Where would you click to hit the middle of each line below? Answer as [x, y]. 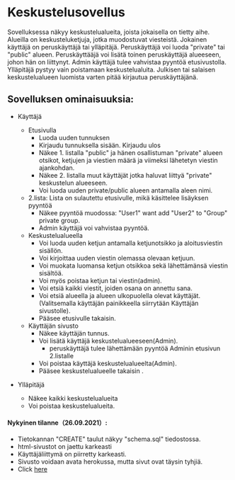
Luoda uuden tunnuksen [74, 137]
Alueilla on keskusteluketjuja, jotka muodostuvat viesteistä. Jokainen [107, 39]
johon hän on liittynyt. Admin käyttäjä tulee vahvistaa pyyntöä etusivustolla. [117, 62]
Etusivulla [42, 130]
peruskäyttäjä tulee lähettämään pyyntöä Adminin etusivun [135, 348]
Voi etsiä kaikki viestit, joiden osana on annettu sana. [116, 288]
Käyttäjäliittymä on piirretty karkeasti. [72, 454]
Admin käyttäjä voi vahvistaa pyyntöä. [94, 228]
